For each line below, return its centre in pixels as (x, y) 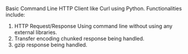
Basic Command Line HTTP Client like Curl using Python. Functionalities (94, 9)
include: (15, 15)
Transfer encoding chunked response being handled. (79, 38)
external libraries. (35, 32)
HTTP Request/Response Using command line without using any (93, 26)
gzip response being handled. (51, 45)
